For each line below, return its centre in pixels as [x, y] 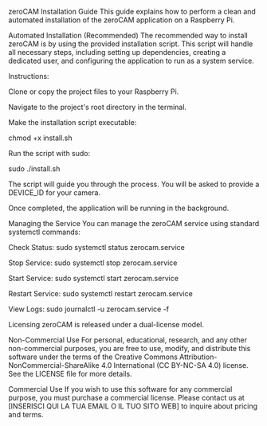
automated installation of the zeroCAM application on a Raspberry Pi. [122, 20]
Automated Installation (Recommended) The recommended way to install [128, 35]
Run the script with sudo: [49, 153]
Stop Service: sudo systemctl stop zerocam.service [93, 263]
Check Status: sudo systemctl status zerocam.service [96, 247]
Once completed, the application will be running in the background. [119, 208]
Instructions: [29, 76]
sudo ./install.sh [34, 169]
